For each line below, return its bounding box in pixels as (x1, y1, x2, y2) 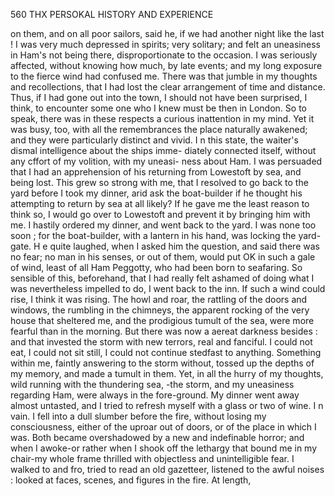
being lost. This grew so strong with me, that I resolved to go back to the (10, 177, 309, 188)
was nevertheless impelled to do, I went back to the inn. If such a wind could (10, 283, 326, 294)
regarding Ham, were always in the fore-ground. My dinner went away (10, 389, 300, 401)
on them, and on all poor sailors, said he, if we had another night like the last (10, 28, 325, 39)
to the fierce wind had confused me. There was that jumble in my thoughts (10, 70, 318, 82)
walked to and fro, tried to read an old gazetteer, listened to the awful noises (10, 464, 325, 475)
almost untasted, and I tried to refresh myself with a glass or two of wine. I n (10, 400, 324, 411)
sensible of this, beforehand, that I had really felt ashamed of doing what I (10, 272, 315, 284)
